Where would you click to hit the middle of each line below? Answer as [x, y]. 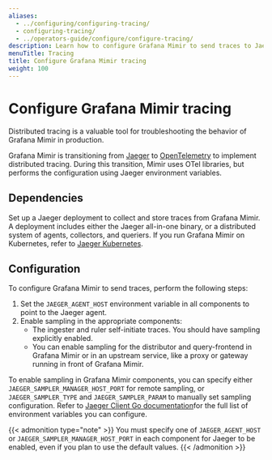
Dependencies [46, 198]
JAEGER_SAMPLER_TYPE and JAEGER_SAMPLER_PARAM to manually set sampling [130, 397]
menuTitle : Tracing [41, 53]
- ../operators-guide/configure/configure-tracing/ [105, 38]
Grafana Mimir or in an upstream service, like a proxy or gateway [140, 356]
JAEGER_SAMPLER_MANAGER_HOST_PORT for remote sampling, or [106, 389]
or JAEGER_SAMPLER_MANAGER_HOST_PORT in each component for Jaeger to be [132, 439]
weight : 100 [28, 69]
